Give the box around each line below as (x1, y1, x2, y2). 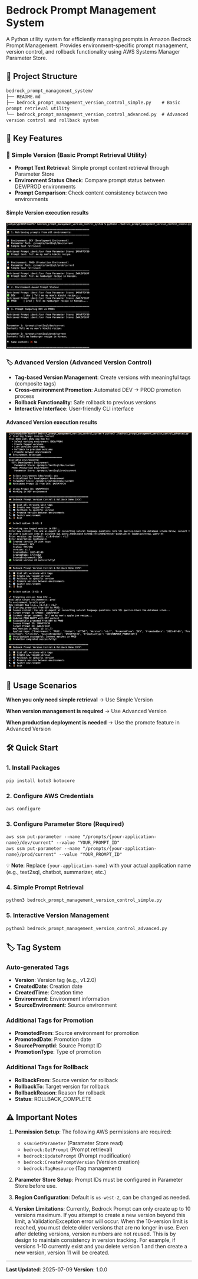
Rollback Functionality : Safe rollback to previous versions (14, 399, 156, 406)
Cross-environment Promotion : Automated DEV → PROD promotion (14, 387, 181, 394)
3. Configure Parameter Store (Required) (6, 820, 125, 828)
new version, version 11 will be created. (14, 1249, 110, 1256)
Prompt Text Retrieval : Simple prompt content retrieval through (14, 164, 169, 172)
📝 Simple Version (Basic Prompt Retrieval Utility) (6, 151, 147, 159)
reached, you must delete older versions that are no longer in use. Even (14, 1224, 189, 1231)
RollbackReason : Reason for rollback (14, 1089, 105, 1096)
